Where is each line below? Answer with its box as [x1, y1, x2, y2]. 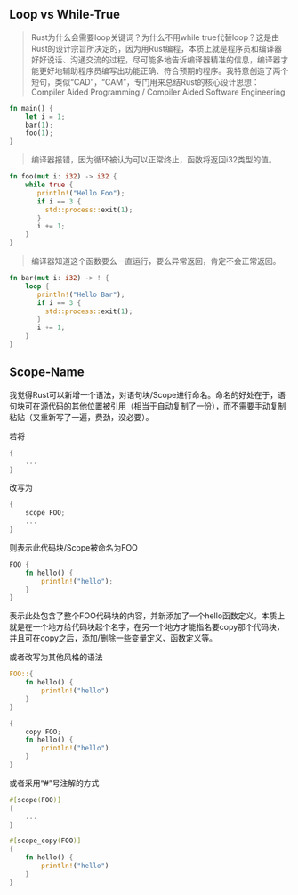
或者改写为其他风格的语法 [9, 651, 103, 663]
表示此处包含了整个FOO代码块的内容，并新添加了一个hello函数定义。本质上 [9, 610, 286, 621]
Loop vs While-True [9, 7, 121, 22]
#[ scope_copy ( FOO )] [9, 836, 82, 846]
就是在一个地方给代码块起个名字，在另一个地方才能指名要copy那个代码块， [9, 622, 285, 633]
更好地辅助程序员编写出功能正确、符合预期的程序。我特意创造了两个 [38, 65, 289, 76]
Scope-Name [9, 365, 85, 380]
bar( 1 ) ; [25, 120, 53, 129]
